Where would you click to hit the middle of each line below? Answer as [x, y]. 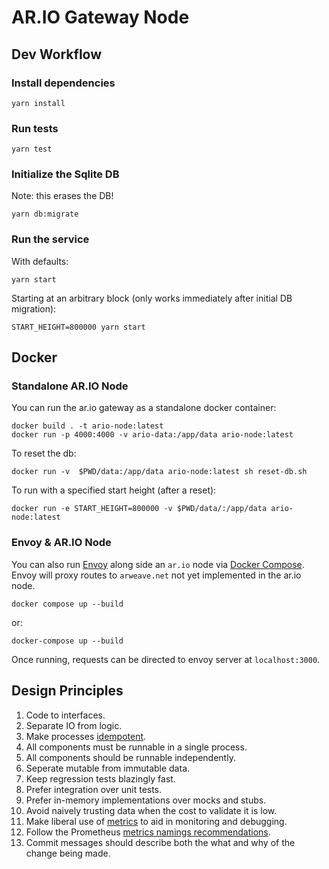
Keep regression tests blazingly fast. [100, 778]
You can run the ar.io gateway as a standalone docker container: [144, 408]
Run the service [50, 239]
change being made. [68, 853]
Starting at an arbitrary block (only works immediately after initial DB [152, 298]
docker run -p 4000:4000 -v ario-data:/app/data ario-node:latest [152, 435]
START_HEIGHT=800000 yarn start [78, 327]
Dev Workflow [57, 54]
